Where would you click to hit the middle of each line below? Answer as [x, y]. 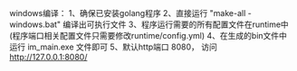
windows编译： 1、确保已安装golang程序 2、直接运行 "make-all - [130, 13]
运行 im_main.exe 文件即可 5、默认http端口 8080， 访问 [113, 47]
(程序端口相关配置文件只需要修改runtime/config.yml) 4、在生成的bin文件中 [148, 35]
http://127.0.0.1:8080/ [48, 57]
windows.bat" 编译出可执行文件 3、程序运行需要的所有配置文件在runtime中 [149, 24]
